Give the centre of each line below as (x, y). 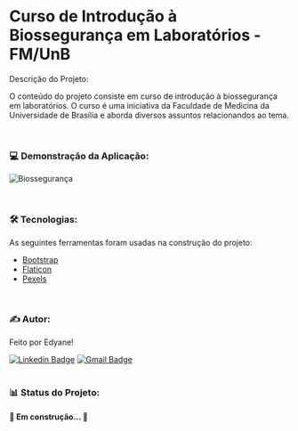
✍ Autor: (30, 320)
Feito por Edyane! (41, 342)
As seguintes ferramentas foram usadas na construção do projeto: (131, 242)
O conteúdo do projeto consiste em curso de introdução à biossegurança (144, 96)
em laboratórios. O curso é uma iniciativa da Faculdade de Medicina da (139, 105)
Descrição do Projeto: (49, 78)
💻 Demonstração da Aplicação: (79, 156)
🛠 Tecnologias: (44, 220)
